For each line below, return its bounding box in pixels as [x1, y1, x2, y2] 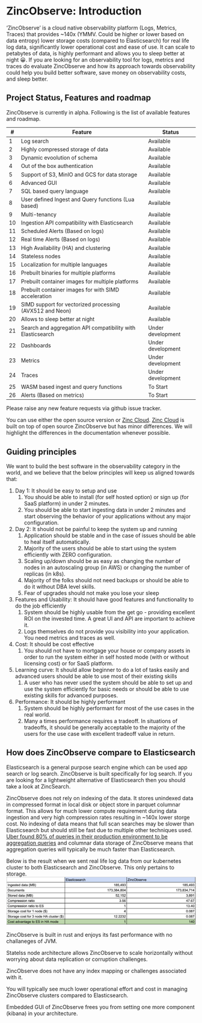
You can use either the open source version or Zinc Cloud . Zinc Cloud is [6, 417, 185, 424]
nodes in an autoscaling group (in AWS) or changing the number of [23, 564, 191, 571]
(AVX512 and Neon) [20, 307, 72, 314]
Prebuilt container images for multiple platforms [20, 278, 139, 285]
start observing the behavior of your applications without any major [23, 513, 191, 520]
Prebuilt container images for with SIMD [20, 286, 120, 293]
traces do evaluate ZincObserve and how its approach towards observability [6, 62, 195, 70]
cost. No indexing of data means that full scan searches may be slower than [6, 820, 194, 827]
